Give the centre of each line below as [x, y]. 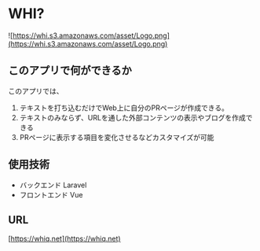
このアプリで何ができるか [70, 70]
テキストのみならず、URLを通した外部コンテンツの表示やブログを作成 [132, 117]
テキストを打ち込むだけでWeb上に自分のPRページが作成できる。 [124, 108]
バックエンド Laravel [53, 185]
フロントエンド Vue [51, 194]
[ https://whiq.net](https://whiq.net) [64, 239]
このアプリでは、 [36, 90]
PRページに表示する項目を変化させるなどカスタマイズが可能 [117, 137]
